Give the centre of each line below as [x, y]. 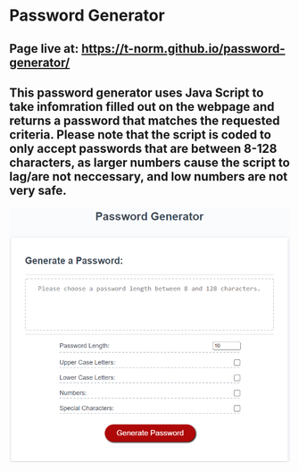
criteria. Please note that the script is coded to [141, 135]
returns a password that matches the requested [145, 120]
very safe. [38, 190]
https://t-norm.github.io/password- [183, 49]
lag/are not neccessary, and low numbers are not [149, 177]
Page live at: [44, 49]
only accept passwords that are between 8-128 [143, 148]
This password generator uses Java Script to [137, 93]
